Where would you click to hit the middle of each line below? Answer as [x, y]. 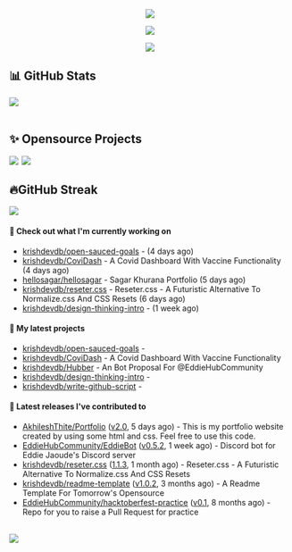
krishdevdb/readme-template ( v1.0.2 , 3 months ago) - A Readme [141, 484]
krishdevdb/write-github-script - [82, 386]
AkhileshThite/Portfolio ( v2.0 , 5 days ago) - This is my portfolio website [153, 427]
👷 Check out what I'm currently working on [90, 231]
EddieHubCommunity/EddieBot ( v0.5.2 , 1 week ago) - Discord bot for [149, 446]
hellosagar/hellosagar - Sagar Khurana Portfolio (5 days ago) [134, 280]
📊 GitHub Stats [53, 76]
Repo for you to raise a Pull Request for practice [110, 512]
